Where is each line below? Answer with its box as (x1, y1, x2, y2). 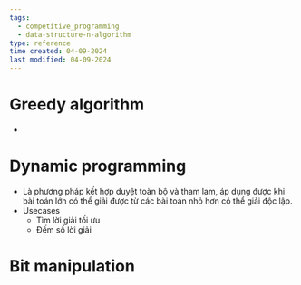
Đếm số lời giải (35, 223, 92, 235)
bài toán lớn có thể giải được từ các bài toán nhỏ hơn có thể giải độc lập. (22, 195, 293, 206)
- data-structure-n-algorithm (17, 30, 131, 39)
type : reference (9, 38, 71, 48)
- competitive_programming (17, 22, 120, 31)
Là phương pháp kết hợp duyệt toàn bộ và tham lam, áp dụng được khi (22, 185, 286, 196)
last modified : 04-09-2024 (9, 55, 112, 64)
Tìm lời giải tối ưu (35, 214, 101, 225)
